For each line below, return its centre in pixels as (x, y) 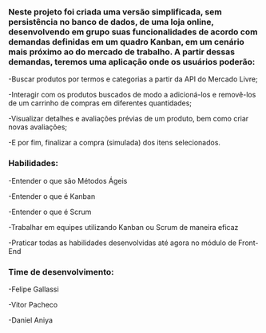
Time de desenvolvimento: (61, 272)
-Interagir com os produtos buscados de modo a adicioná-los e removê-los (132, 95)
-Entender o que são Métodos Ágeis (68, 180)
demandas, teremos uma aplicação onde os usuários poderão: (132, 61)
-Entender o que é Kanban (52, 196)
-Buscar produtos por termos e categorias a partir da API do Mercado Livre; (133, 79)
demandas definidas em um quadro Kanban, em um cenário (127, 42)
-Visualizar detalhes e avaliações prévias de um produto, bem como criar (129, 119)
